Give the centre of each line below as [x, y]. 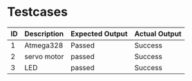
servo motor [44, 56]
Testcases [37, 12]
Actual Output [158, 34]
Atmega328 [44, 45]
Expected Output [99, 34]
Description [44, 34]
